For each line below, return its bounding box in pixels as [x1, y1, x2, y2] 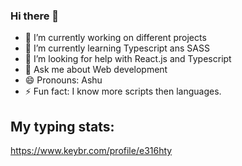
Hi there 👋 [10, 9, 60, 23]
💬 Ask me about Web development [24, 64, 168, 76]
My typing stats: [10, 118, 115, 135]
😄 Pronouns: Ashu [24, 74, 103, 86]
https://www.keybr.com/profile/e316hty [10, 145, 173, 157]
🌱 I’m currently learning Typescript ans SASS [24, 42, 210, 54]
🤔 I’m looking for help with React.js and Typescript [24, 53, 232, 65]
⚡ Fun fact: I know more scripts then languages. [24, 85, 222, 98]
